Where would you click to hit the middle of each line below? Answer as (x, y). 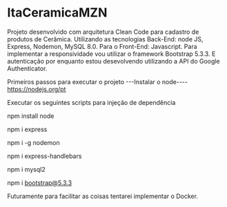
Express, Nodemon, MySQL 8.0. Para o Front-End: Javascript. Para (102, 46)
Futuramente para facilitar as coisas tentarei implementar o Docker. (103, 196)
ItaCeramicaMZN (57, 13)
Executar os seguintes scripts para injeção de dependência (91, 102)
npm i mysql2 (27, 169)
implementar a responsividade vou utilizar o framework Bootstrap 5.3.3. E (111, 54)
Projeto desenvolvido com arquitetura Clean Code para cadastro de (103, 32)
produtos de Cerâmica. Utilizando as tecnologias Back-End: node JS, (105, 39)
